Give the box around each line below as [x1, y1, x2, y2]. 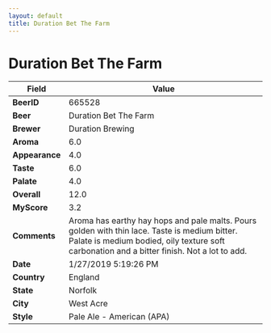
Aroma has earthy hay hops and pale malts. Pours [68, 215, 256, 226]
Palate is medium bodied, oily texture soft [68, 235, 226, 247]
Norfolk [68, 285, 98, 296]
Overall [12, 189, 41, 200]
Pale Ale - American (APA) [68, 311, 170, 322]
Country [12, 272, 45, 283]
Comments [12, 230, 56, 242]
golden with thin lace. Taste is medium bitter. [68, 226, 238, 237]
